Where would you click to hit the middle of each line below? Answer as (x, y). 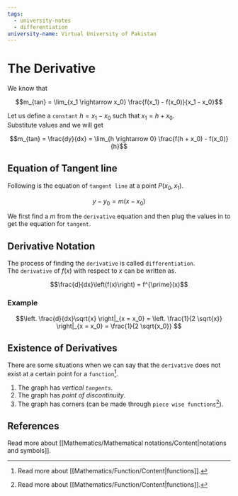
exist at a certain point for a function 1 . (63, 373)
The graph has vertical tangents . (65, 388)
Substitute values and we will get (56, 125)
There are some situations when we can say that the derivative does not (114, 365)
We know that (27, 89)
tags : (15, 14)
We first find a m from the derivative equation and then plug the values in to (119, 216)
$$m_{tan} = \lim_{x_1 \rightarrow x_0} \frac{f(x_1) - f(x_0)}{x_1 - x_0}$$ (119, 102)
